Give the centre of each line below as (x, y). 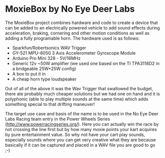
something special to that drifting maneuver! (50, 104)
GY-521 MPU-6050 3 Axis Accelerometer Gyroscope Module (74, 53)
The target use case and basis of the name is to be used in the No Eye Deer (82, 113)
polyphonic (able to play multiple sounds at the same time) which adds (77, 99)
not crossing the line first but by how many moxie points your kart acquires (81, 129)
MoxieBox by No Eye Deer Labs (70, 9)
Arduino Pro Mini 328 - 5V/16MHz (46, 58)
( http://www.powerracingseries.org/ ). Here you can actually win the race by (82, 124)
